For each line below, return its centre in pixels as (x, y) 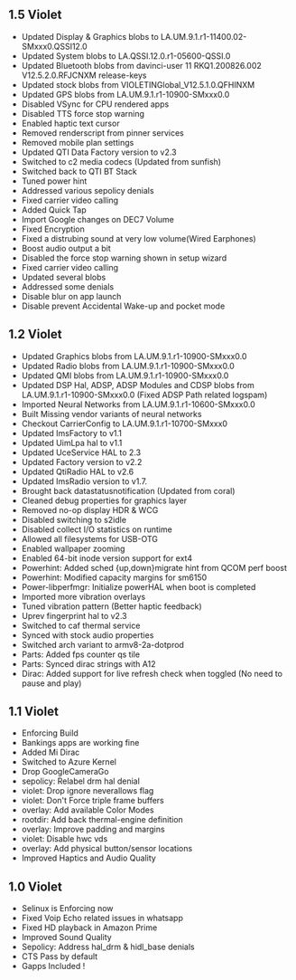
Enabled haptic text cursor (70, 123)
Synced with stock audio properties (88, 635)
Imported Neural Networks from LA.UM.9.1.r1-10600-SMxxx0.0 (138, 404)
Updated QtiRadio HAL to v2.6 (78, 471)
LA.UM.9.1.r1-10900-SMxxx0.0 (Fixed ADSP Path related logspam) (144, 395)
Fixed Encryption (53, 229)
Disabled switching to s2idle (74, 519)
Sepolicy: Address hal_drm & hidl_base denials (108, 947)
